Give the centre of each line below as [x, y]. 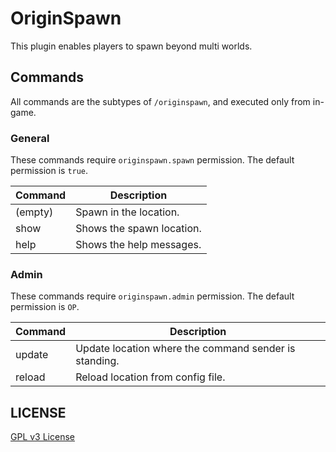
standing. [97, 361]
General [30, 138]
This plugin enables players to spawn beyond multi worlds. [131, 46]
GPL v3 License [42, 437]
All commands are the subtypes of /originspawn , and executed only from [160, 101]
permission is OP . [45, 307]
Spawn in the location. [127, 212]
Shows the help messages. [138, 245]
